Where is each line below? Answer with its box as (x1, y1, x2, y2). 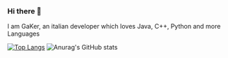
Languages (7, 29, 40, 38)
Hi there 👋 (7, 6, 42, 16)
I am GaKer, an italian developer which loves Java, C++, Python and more (7, 22, 221, 31)
